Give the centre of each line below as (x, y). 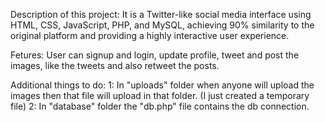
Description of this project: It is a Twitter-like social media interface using (161, 14)
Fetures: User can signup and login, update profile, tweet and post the (155, 55)
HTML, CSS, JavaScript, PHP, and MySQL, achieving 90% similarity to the (162, 25)
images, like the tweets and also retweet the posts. (115, 65)
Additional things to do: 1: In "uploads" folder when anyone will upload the (162, 85)
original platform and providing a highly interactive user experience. (150, 35)
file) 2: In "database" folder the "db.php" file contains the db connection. (160, 106)
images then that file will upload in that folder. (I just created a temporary (160, 95)
